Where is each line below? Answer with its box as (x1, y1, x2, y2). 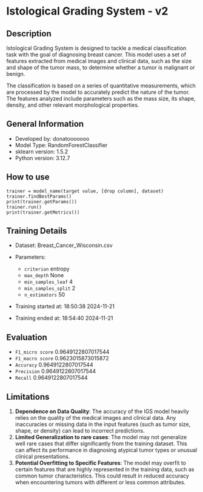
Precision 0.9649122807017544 (15, 368, 96, 375)
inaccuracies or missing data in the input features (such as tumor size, (15, 420, 191, 428)
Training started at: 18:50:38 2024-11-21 (15, 303, 115, 310)
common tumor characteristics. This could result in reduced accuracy (15, 472, 190, 480)
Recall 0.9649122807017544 (15, 374, 88, 382)
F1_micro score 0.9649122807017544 (15, 348, 110, 356)
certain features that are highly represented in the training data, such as (15, 466, 195, 473)
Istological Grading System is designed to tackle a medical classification (6, 44, 187, 52)
